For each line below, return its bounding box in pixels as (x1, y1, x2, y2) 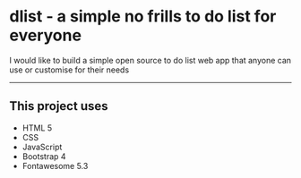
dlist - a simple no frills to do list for (9, 6, 277, 27)
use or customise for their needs (9, 64, 130, 75)
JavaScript (21, 141, 63, 152)
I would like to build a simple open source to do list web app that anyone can (9, 55, 292, 65)
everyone (9, 25, 82, 46)
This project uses (9, 98, 108, 114)
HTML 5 (21, 123, 53, 133)
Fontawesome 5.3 (21, 160, 89, 171)
